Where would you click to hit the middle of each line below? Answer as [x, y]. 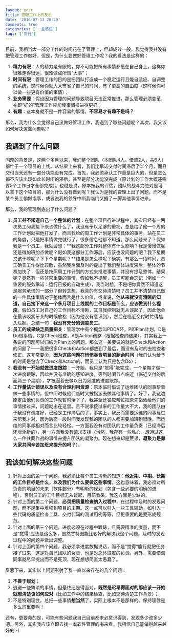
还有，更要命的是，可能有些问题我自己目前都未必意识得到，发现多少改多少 [84, 617]
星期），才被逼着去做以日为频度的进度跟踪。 [77, 380]
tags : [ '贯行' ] [21, 34]
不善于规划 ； [26, 581]
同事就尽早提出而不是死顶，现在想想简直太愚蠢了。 [67, 559]
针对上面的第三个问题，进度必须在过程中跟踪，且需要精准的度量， [82, 527]
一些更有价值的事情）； [45, 92]
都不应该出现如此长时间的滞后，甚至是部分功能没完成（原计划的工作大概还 [84, 179]
